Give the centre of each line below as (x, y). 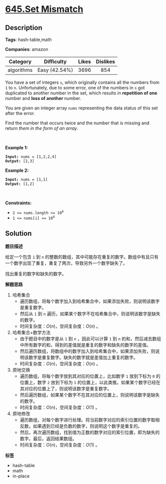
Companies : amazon (27, 49)
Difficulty (55, 62)
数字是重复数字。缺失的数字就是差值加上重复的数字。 (83, 357)
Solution (18, 234)
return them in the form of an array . (42, 128)
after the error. (20, 113)
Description (24, 28)
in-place (21, 476)
